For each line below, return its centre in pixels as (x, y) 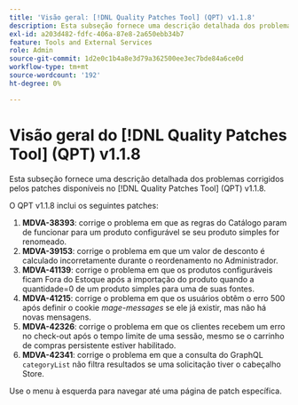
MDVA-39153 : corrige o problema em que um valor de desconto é (143, 250)
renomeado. (44, 242)
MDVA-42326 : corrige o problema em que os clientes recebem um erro (153, 326)
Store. (33, 373)
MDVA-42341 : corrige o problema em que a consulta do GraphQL (142, 354)
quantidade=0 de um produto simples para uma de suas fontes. (138, 289)
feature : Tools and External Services (81, 42)
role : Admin (31, 51)
